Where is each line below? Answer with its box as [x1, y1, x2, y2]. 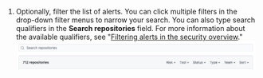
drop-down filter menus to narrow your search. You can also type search [15, 15, 256, 25]
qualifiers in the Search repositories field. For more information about [15, 24, 245, 33]
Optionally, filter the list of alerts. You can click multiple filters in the [15, 7, 237, 16]
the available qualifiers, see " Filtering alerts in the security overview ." [15, 32, 243, 41]
